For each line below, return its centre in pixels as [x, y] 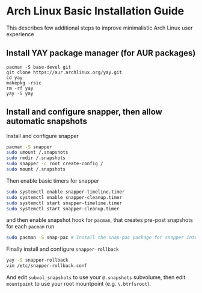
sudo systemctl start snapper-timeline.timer [64, 203]
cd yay [14, 77]
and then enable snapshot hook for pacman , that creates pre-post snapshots [100, 220]
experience [20, 34]
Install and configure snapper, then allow [84, 112]
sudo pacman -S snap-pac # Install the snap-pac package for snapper [95, 238]
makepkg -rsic [24, 83]
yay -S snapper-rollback [37, 260]
